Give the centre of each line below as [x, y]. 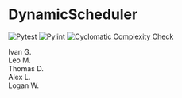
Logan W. [24, 85]
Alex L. [19, 77]
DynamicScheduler [73, 15]
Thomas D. [26, 68]
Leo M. [20, 60]
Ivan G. [20, 51]
